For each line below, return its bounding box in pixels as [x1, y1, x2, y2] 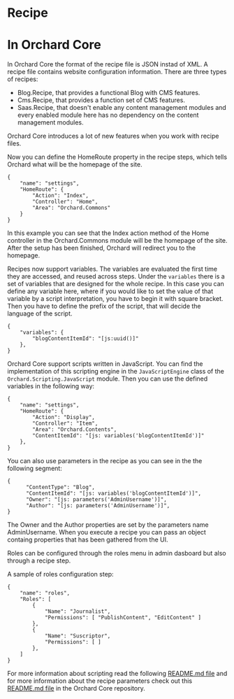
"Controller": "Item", [32, 420, 98, 428]
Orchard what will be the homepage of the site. [7, 160, 142, 169]
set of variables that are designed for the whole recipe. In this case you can [7, 280, 225, 288]
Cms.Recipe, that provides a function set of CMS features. [17, 96, 185, 104]
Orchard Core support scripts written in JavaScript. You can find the [7, 360, 204, 368]
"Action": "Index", [32, 192, 89, 199]
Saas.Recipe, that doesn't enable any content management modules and [17, 104, 227, 112]
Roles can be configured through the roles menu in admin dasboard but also [7, 549, 226, 558]
